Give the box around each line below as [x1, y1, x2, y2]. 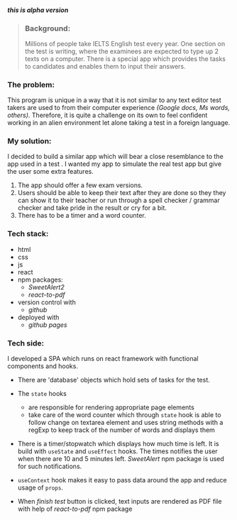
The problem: [7, 79, 55, 89]
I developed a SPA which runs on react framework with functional [7, 355, 199, 363]
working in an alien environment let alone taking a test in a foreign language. [7, 118, 231, 127]
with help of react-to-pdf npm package [17, 504, 133, 514]
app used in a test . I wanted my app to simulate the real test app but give [7, 160, 222, 168]
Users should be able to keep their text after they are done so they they [17, 189, 226, 197]
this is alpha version [7, 6, 69, 14]
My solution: [7, 136, 52, 146]
